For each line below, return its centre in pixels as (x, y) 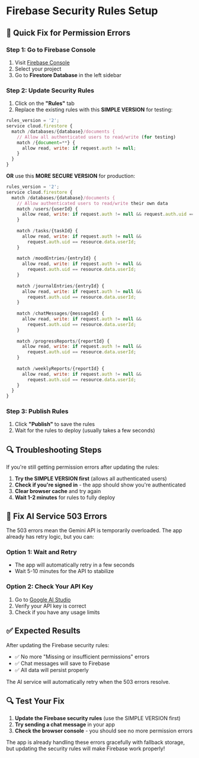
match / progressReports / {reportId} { (63, 341)
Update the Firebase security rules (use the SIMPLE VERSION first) (97, 718)
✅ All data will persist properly (52, 670)
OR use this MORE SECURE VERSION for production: (70, 176)
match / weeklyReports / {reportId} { (61, 369)
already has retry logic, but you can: (50, 537)
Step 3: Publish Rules (37, 411)
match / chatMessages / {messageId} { (61, 314)
